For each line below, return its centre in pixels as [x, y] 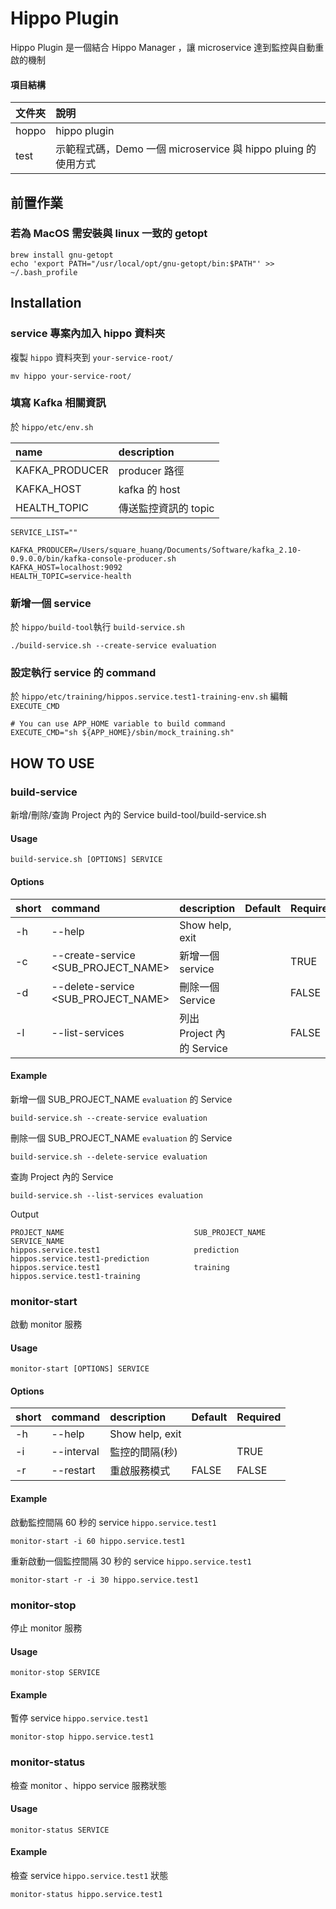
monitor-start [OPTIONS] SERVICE [80, 1369]
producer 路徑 [151, 470]
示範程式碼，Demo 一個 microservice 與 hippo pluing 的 [186, 149]
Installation [46, 303]
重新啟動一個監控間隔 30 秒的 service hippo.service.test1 [131, 1561]
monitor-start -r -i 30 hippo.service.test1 [104, 1580]
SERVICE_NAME [37, 1241]
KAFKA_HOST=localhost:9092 [66, 567]
